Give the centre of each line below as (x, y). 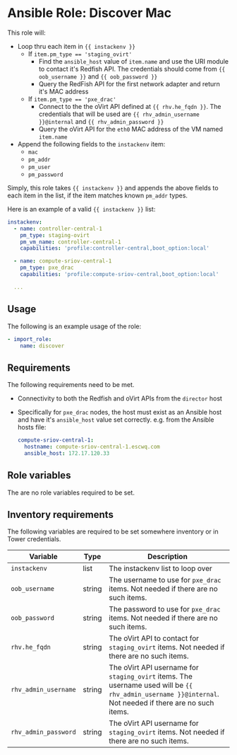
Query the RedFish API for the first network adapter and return (129, 83)
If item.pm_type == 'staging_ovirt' (80, 54)
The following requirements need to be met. (71, 385)
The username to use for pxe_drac (165, 580)
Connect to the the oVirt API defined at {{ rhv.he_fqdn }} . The (130, 106)
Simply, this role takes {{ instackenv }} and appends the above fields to (113, 188)
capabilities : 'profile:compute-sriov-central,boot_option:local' (120, 275)
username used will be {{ (151, 686)
